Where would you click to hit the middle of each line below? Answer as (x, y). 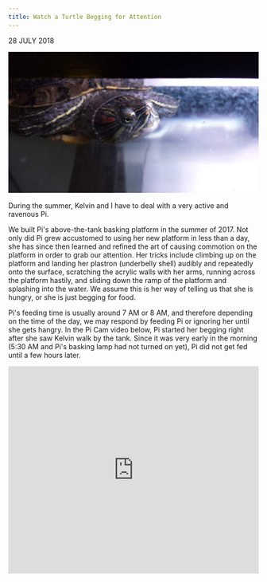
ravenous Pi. (29, 214)
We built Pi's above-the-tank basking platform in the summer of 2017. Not (128, 230)
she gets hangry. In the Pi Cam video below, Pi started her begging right (126, 330)
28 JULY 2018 (31, 41)
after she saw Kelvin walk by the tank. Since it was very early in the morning (133, 338)
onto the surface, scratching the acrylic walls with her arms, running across (132, 272)
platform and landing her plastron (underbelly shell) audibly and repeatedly (131, 264)
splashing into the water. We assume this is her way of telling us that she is (131, 289)
